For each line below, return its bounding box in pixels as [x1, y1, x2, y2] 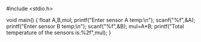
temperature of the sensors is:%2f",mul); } [6, 29, 111, 36]
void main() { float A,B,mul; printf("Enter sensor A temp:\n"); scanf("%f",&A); [6, 17, 196, 23]
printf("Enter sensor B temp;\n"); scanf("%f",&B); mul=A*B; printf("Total [6, 23, 185, 30]
